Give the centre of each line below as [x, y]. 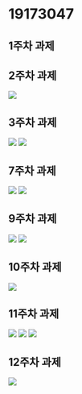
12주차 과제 [35, 362]
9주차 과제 [33, 219]
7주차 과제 [32, 170]
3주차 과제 [33, 122]
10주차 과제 [35, 267]
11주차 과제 [34, 314]
